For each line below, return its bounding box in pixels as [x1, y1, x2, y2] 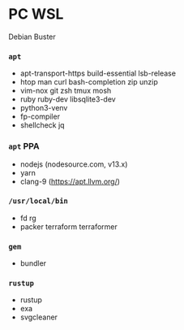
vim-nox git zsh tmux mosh [19, 86, 112, 96]
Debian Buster [8, 32, 57, 41]
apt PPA [8, 141, 41, 152]
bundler [19, 258, 47, 268]
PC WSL [8, 5, 64, 24]
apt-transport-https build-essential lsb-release [19, 68, 177, 78]
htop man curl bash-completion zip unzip [19, 77, 158, 87]
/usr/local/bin [8, 197, 69, 206]
